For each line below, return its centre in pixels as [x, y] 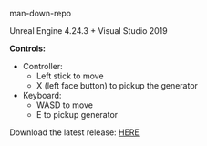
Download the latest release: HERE [74, 132]
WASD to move [65, 105]
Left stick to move [70, 76]
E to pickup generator [77, 115]
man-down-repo [40, 13]
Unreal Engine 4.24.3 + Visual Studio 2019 [88, 31]
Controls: [28, 48]
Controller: [42, 66]
